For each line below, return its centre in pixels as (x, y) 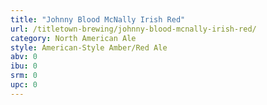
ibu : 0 (24, 66)
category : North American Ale (73, 38)
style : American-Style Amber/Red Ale (89, 47)
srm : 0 (24, 76)
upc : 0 (24, 85)
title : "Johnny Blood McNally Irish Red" (98, 19)
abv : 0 (24, 57)
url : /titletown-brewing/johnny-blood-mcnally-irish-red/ (133, 29)
